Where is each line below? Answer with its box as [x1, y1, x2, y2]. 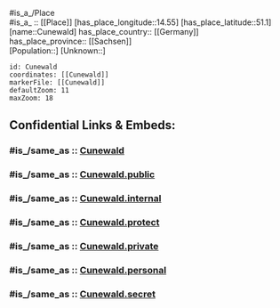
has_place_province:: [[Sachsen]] [9, 36, 132, 46]
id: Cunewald [9, 62, 58, 71]
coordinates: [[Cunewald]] [9, 70, 109, 79]
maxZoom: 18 [9, 93, 53, 102]
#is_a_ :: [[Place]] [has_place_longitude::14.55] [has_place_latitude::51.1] [9, 17, 272, 28]
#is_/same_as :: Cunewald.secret [9, 288, 156, 300]
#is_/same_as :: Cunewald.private [9, 240, 159, 252]
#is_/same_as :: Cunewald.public [9, 168, 156, 181]
